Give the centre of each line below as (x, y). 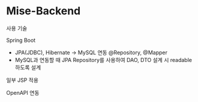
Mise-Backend (43, 11)
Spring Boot (21, 40)
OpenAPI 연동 (23, 92)
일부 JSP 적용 (22, 80)
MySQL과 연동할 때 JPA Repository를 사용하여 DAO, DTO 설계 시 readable (103, 60)
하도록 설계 (28, 67)
